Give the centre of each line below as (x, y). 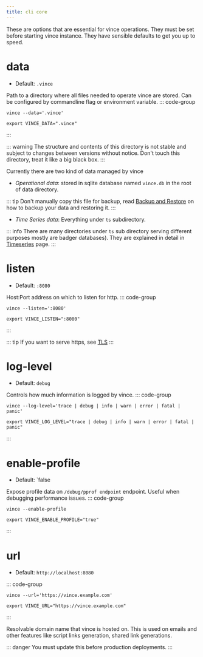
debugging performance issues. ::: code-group (65, 498)
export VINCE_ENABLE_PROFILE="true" (53, 520)
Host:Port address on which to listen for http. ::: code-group (81, 297)
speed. (15, 42)
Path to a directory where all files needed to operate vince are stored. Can (99, 95)
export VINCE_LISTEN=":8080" (43, 319)
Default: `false (33, 480)
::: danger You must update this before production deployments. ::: (90, 647)
